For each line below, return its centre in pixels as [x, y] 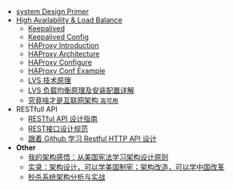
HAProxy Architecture [64, 54]
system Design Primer [52, 12]
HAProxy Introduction [63, 45]
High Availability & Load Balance [69, 20]
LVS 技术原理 [50, 80]
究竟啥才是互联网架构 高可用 [73, 100]
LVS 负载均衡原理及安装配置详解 [81, 90]
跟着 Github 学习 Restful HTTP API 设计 [92, 138]
